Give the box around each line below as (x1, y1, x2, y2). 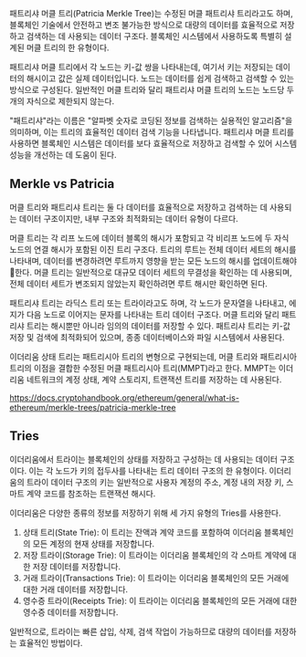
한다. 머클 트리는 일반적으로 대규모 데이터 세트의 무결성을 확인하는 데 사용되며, (9, 266, 292, 277)
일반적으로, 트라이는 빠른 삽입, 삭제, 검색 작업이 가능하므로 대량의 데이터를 (9, 626, 272, 637)
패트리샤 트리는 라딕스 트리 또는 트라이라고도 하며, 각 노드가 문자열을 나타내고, (9, 297, 288, 308)
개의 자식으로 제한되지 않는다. (9, 96, 115, 107)
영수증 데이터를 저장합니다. (22, 606, 119, 618)
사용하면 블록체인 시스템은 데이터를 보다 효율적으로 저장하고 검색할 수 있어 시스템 (9, 138, 298, 149)
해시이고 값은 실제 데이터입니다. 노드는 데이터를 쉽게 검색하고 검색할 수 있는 (26, 73, 295, 84)
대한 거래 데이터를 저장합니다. (22, 583, 129, 595)
